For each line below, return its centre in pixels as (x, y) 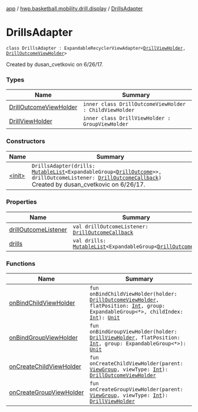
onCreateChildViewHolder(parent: (136, 364)
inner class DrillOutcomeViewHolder (134, 104)
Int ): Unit (105, 318)
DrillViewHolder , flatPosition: (135, 338)
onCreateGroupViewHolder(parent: (136, 390)
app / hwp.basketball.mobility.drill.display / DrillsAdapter (75, 9)
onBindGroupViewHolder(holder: (133, 332)
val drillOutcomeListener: (110, 226)
